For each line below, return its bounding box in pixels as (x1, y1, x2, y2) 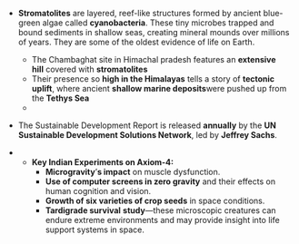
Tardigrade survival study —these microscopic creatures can (45, 205, 276, 216)
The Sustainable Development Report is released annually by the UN (17, 120, 277, 131)
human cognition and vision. (45, 186, 152, 196)
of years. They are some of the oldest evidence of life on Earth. (17, 36, 255, 47)
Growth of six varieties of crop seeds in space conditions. (45, 195, 265, 206)
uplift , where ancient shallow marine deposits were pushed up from (31, 83, 287, 93)
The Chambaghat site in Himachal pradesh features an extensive (31, 54, 276, 64)
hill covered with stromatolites (31, 63, 148, 74)
